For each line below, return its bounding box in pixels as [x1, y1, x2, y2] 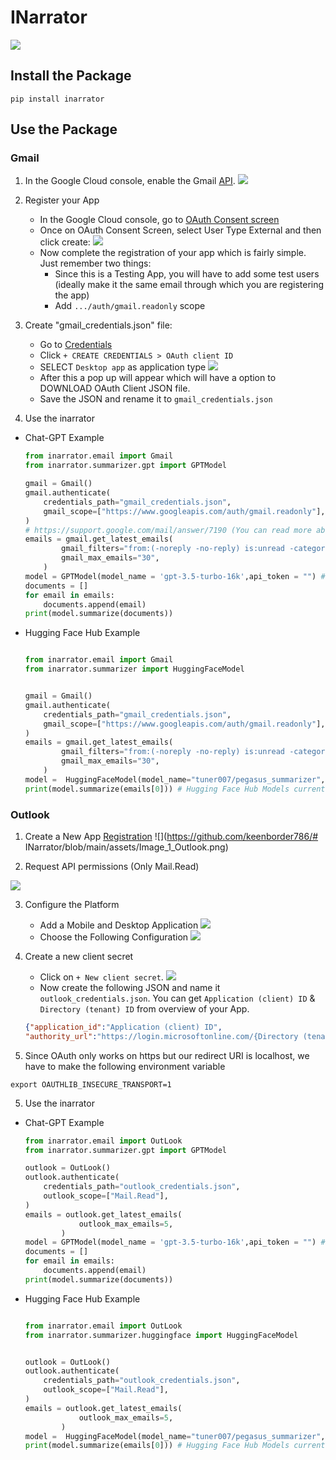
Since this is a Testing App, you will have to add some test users [54, 268, 320, 280]
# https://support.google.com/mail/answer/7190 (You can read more [24, 525, 312, 535]
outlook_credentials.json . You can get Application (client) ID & [39, 992, 316, 1004]
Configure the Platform [24, 898, 120, 910]
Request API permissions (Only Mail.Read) [24, 860, 200, 872]
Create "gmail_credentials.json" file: [24, 319, 173, 331]
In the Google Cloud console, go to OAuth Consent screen [39, 214, 280, 226]
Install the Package [10, 67, 132, 85]
